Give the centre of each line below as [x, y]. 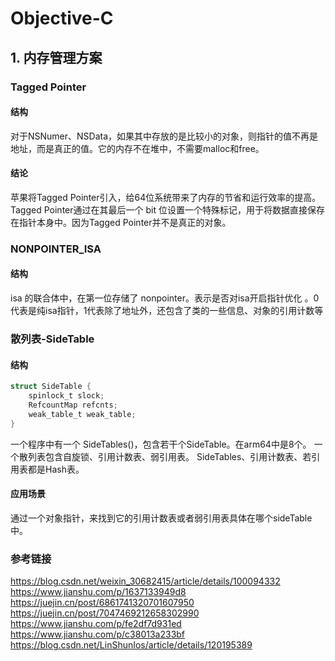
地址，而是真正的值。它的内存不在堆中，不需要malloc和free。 [137, 148]
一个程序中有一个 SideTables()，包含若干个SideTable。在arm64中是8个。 [161, 444]
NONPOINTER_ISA [56, 249]
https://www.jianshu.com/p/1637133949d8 [98, 592]
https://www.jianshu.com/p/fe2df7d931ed [96, 624]
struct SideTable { [51, 387]
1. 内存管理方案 [56, 57]
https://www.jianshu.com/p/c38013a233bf [98, 634]
